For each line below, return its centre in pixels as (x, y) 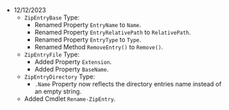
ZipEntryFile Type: (52, 54)
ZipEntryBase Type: (52, 17)
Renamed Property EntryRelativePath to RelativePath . (113, 32)
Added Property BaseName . (71, 69)
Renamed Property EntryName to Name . (88, 25)
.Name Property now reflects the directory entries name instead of (128, 84)
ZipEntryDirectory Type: (60, 77)
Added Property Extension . (73, 62)
